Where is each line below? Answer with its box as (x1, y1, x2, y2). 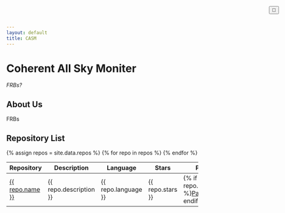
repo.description (47, 186, 96, 194)
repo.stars (148, 186, 178, 194)
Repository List (6, 133, 65, 143)
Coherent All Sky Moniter (6, 61, 137, 75)
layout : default (6, 29, 47, 36)
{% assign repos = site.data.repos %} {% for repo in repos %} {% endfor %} (6, 149, 198, 156)
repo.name (9, 186, 41, 194)
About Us (6, 99, 43, 110)
